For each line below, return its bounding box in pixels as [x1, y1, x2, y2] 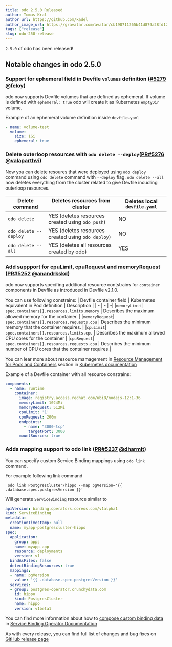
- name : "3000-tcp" [24, 424, 66, 429]
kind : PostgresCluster [14, 596, 63, 602]
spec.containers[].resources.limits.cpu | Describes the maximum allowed [5, 329, 165, 336]
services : [10, 582, 31, 587]
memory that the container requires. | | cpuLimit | [5, 324, 106, 330]
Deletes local [125, 198, 158, 205]
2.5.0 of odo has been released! [5, 46, 74, 51]
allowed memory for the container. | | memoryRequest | [5, 313, 115, 319]
